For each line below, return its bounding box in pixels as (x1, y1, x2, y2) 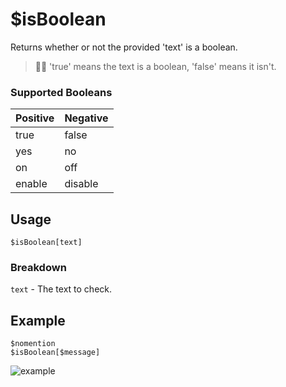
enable (15, 177, 48, 191)
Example (10, 312, 66, 329)
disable (64, 177, 99, 191)
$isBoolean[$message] (10, 348, 101, 358)
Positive (15, 111, 55, 125)
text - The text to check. (10, 283, 113, 295)
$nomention (10, 339, 56, 349)
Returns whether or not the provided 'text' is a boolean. (10, 41, 238, 53)
